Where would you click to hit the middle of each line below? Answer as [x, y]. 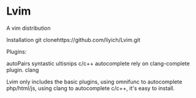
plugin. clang [23, 70]
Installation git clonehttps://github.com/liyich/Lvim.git [73, 40]
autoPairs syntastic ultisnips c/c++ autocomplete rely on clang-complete [98, 63]
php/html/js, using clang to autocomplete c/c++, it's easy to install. [91, 88]
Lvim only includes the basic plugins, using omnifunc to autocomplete [94, 82]
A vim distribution [28, 28]
